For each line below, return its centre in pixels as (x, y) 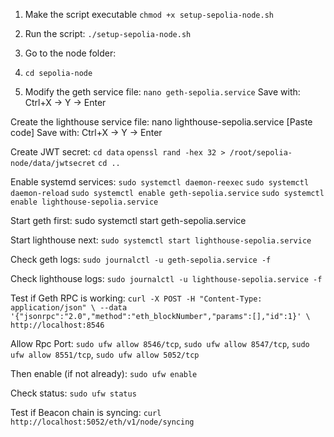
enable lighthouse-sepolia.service (84, 202)
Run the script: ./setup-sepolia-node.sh (108, 33)
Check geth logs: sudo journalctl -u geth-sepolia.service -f (141, 259)
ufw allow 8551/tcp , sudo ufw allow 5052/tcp (105, 354)
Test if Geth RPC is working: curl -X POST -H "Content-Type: (136, 298)
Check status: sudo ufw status (73, 393)
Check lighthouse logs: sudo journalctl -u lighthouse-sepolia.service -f (166, 278)
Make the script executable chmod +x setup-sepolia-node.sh (149, 14)
